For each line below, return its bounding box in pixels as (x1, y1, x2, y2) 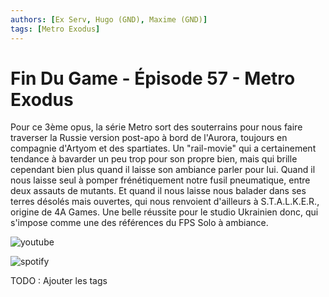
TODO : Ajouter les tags (10, 275, 108, 287)
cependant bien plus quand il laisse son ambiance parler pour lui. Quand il (10, 164, 316, 176)
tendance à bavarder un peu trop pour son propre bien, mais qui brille (10, 153, 298, 165)
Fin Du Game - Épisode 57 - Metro (10, 67, 296, 90)
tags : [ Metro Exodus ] (10, 24, 101, 34)
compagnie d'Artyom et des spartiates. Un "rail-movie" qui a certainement (10, 142, 317, 155)
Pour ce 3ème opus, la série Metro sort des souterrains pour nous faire (10, 121, 303, 133)
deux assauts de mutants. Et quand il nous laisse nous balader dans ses (10, 185, 307, 197)
